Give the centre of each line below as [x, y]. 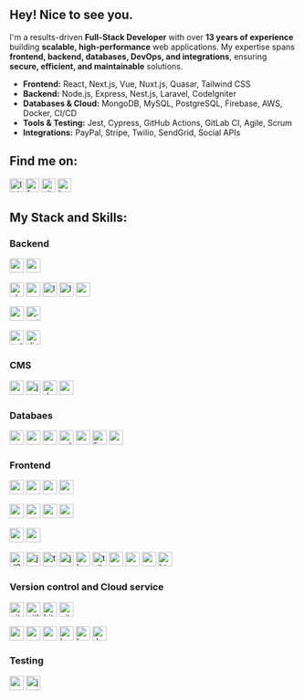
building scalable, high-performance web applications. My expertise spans [152, 47]
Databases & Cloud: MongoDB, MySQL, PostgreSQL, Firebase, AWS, [152, 103]
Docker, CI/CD [50, 112]
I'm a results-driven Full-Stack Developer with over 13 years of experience [152, 37]
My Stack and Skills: [68, 218]
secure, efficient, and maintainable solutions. [96, 66]
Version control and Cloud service [87, 587]
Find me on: [43, 161]
